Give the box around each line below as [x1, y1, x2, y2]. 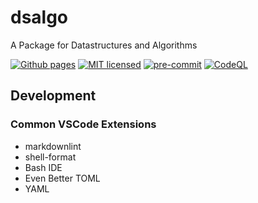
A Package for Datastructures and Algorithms [10, 39, 198, 51]
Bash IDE [24, 161, 63, 173]
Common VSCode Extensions [10, 117, 157, 131]
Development [10, 87, 97, 105]
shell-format [24, 151, 77, 163]
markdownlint [24, 140, 82, 152]
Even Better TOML [24, 172, 101, 184]
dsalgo [10, 6, 69, 29]
